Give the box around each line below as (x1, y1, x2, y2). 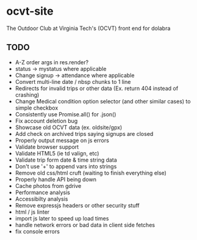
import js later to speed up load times (15, 214, 109, 222)
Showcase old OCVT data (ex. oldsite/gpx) (15, 124, 123, 131)
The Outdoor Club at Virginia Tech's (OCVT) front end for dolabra (6, 24, 171, 32)
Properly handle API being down (15, 176, 96, 183)
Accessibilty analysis (15, 195, 68, 203)
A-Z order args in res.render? (15, 58, 89, 66)
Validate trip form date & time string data (15, 156, 117, 163)
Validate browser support (15, 143, 79, 151)
